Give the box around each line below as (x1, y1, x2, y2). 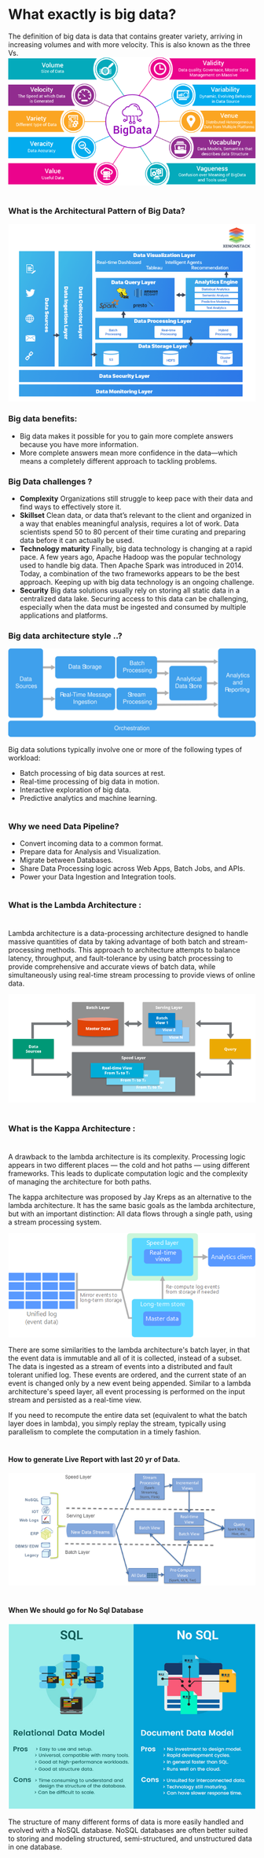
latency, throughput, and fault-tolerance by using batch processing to (8, 953, 233, 964)
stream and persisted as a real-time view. (8, 1395, 142, 1405)
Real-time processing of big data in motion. (19, 777, 159, 786)
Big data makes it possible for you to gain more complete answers (19, 431, 233, 441)
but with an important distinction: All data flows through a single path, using (8, 1209, 253, 1219)
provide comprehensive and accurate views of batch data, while (8, 962, 216, 971)
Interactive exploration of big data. (19, 784, 131, 795)
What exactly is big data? (8, 6, 177, 24)
